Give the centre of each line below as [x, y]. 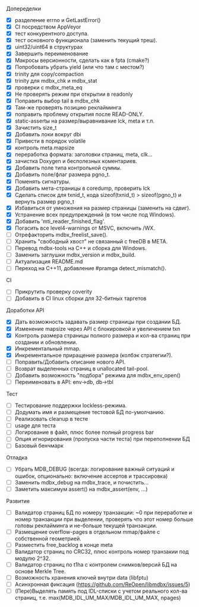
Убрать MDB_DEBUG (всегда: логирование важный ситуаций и [94, 469]
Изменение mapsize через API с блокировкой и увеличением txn [97, 328]
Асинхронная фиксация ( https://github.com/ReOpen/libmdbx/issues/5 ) [102, 584]
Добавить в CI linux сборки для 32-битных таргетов [80, 298]
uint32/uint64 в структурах [49, 47]
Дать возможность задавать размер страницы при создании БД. [98, 322]
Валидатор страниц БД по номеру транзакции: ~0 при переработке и [103, 512]
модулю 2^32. [32, 558]
